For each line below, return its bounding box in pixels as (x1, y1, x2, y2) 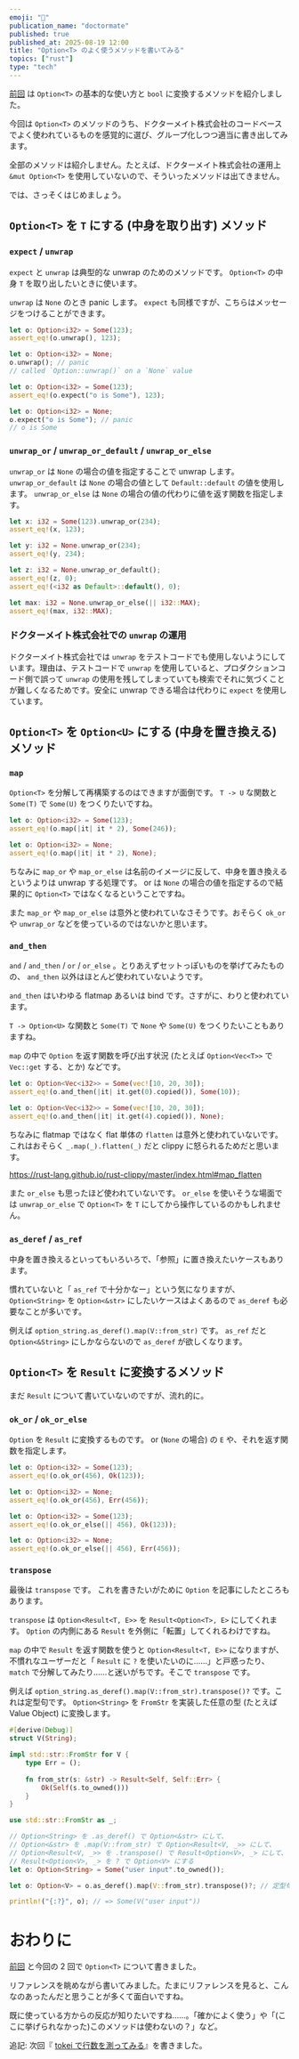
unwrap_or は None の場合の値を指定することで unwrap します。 (9, 466, 239, 476)
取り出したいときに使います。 (33, 278, 142, 288)
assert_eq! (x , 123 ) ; (9, 525, 86, 534)
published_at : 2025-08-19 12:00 (9, 37, 129, 47)
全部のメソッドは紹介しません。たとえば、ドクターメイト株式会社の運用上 (9, 159, 282, 170)
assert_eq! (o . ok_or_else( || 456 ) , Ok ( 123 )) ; (9, 1520, 177, 1529)
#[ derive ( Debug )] (9, 1726, 74, 1735)
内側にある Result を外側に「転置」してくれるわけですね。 (60, 1625, 276, 1636)
